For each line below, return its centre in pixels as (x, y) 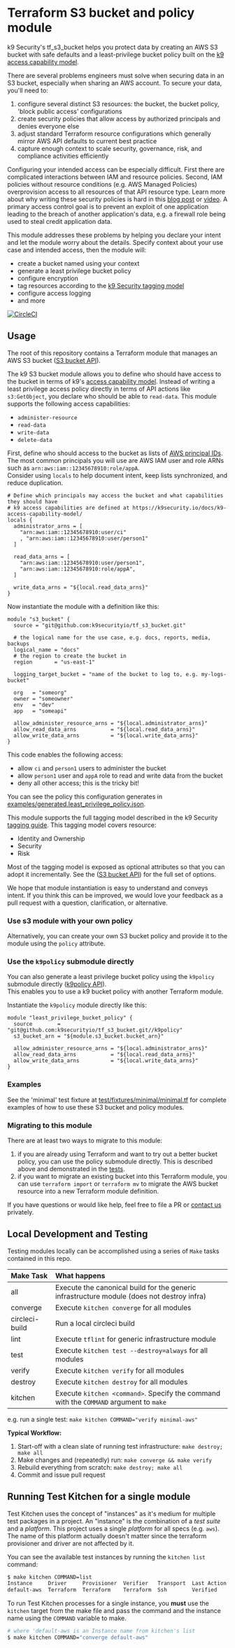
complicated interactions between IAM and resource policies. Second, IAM (115, 177)
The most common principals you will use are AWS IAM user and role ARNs (116, 460)
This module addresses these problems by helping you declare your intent (114, 235)
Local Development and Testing (78, 1234)
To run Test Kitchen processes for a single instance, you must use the (108, 1603)
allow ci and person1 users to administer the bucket (92, 768)
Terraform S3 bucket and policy (101, 13)
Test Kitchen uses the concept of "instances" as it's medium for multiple (112, 1513)
